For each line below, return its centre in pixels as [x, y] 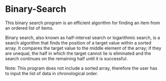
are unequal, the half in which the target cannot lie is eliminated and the [78, 53]
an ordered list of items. [29, 28]
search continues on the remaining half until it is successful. [66, 58]
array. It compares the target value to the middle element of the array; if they [83, 48]
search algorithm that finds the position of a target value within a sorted [78, 42]
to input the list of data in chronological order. [52, 73]
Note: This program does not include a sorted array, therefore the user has [81, 68]
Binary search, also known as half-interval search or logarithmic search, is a [83, 38]
